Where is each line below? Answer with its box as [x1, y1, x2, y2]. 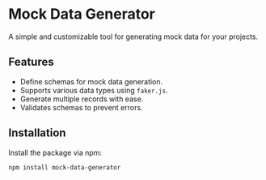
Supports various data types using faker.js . [19, 85, 168, 95]
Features [8, 55, 54, 69]
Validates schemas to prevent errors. [19, 102, 143, 112]
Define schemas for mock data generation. [19, 76, 163, 86]
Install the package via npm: [8, 148, 103, 157]
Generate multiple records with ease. [19, 94, 144, 104]
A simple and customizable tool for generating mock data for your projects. [8, 32, 259, 41]
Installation [8, 126, 66, 140]
